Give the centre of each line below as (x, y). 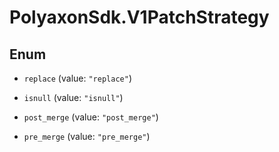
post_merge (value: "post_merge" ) (91, 117)
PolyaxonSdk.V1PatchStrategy (139, 17)
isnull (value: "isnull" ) (73, 97)
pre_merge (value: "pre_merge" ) (87, 136)
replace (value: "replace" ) (77, 78)
